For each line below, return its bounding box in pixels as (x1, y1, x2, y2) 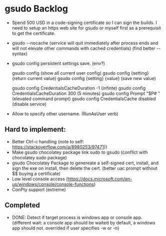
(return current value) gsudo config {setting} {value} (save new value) (11, 75, 156, 81)
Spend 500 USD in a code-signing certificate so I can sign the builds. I (11, 20, 157, 26)
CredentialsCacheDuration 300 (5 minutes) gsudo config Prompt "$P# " (11, 90, 160, 96)
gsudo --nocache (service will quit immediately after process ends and (11, 40, 158, 46)
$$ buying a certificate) (11, 170, 61, 176)
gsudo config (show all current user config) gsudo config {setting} (11, 70, 149, 76)
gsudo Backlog (4, 3, 68, 15)
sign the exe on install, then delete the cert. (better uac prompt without (11, 165, 158, 171)
